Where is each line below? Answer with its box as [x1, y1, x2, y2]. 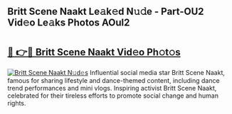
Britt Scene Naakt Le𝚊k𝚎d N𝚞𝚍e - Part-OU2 [7, 6, 204, 18]
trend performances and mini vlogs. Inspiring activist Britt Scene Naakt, [7, 84, 217, 92]
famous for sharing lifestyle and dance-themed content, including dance [7, 76, 220, 84]
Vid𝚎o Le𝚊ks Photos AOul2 [7, 17, 130, 29]
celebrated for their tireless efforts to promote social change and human [7, 91, 219, 100]
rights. [7, 99, 26, 107]
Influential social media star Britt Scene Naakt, [90, 69, 226, 76]
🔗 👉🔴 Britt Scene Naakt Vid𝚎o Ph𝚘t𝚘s [7, 46, 181, 58]
